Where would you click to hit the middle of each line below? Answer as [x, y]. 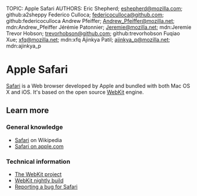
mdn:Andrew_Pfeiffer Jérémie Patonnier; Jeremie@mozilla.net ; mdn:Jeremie [99, 27]
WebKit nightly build [39, 180]
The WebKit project [38, 174]
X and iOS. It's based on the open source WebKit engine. [75, 92]
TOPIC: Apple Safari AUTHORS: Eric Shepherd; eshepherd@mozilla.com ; [94, 9]
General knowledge [35, 127]
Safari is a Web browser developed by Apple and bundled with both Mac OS [98, 86]
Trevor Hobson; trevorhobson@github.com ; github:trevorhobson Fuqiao [93, 33]
